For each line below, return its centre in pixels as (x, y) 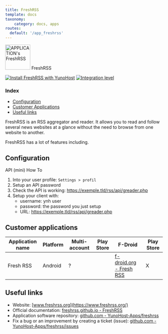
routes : (13, 29)
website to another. (25, 133)
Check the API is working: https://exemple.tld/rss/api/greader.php (80, 190)
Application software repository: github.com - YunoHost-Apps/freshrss (85, 315)
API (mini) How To (24, 170)
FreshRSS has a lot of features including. (47, 142)
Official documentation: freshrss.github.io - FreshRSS (67, 310)
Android (52, 265)
